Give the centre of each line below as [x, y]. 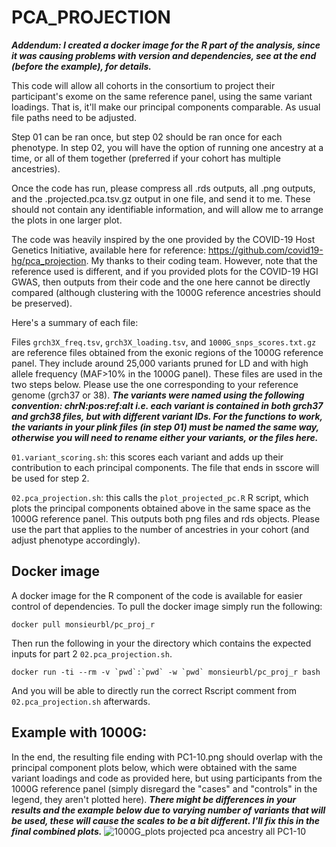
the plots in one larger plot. [67, 220]
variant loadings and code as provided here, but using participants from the [167, 778]
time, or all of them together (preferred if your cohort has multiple [146, 158]
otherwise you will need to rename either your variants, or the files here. [165, 437]
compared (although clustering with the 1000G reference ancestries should [166, 292]
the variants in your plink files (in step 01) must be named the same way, [165, 427]
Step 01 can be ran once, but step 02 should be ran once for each [147, 137]
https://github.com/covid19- [266, 250]
